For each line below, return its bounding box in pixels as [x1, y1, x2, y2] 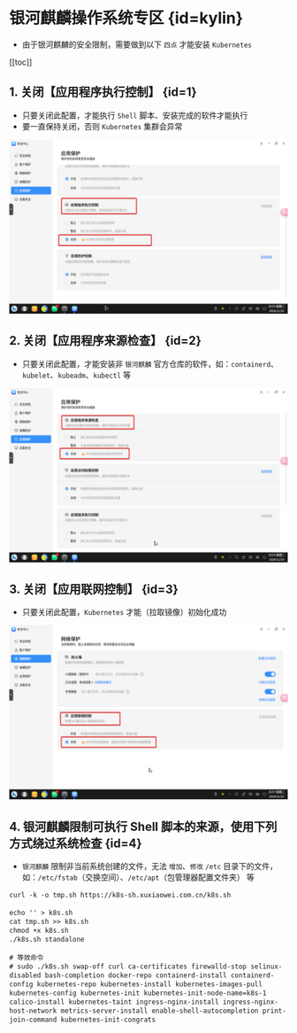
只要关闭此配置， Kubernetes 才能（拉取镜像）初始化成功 [21, 607, 227, 617]
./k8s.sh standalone [9, 936, 86, 944]
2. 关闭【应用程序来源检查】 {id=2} [9, 333, 202, 348]
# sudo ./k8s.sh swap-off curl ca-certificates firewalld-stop [9, 962, 247, 971]
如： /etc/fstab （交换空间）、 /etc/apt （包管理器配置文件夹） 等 [21, 872, 255, 882]
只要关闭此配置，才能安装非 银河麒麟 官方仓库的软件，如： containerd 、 [21, 358, 278, 369]
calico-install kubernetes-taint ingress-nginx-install [9, 998, 219, 1006]
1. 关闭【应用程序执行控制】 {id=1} [9, 85, 197, 100]
